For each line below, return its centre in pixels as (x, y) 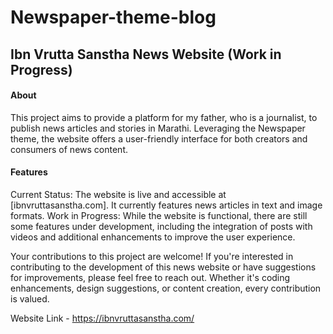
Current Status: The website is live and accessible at (118, 194)
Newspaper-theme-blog (113, 17)
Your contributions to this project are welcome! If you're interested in (152, 256)
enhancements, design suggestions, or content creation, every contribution (166, 288)
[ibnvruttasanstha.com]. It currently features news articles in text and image (166, 205)
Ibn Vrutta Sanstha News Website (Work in (146, 54)
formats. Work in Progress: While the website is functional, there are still (159, 215)
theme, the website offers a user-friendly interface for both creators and (159, 138)
